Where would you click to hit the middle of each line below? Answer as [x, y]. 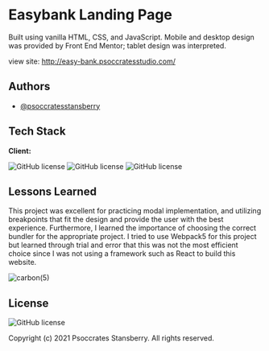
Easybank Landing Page [91, 15]
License [29, 303]
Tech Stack [37, 132]
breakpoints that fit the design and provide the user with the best [116, 220]
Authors [29, 87]
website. [23, 262]
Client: [20, 151]
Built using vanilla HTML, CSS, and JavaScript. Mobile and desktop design [132, 37]
